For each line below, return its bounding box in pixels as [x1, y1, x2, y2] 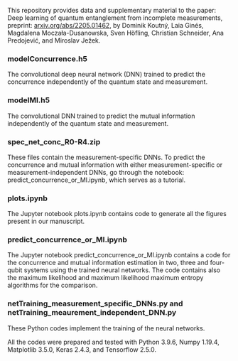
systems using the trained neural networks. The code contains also [23, 266, 221, 274]
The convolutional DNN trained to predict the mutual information [7, 112, 195, 120]
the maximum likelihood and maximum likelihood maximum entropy [7, 274, 204, 282]
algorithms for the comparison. [7, 281, 98, 290]
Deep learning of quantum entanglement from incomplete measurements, [7, 14, 223, 22]
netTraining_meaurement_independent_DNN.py [7, 308, 177, 318]
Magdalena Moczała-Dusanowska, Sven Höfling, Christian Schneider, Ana [7, 28, 224, 37]
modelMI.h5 [7, 95, 50, 105]
